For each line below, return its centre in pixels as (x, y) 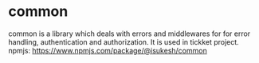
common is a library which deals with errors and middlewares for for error (129, 33)
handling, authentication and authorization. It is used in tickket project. (124, 41)
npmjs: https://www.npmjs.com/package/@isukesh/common (108, 50)
